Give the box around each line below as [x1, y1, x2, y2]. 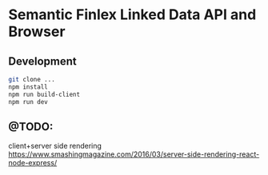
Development [8, 54, 78, 68]
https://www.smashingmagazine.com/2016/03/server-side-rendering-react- [8, 149, 260, 159]
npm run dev [8, 97, 48, 105]
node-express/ [8, 158, 58, 168]
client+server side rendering [8, 141, 102, 151]
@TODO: [8, 120, 54, 133]
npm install [8, 82, 48, 91]
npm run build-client [8, 90, 81, 98]
